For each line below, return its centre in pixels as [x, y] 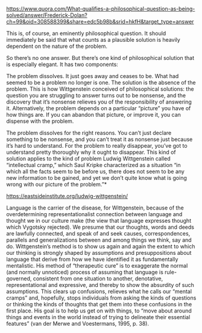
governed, [19, 279]
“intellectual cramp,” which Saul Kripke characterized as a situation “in [93, 165]
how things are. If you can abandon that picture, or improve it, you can [93, 115]
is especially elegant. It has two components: [62, 64]
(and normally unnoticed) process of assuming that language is [85, 272]
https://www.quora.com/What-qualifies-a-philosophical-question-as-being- [101, 9]
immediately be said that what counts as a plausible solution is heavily [93, 40]
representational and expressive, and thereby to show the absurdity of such [100, 285]
